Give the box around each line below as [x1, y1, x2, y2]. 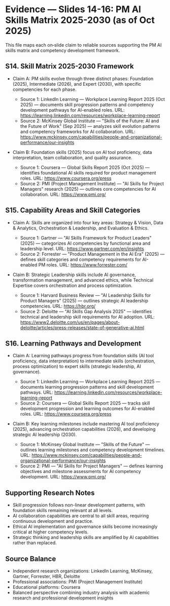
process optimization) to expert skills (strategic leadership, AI [12, 363, 141, 369]
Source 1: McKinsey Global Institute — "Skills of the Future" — [20, 442, 150, 448]
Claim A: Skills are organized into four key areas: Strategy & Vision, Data [12, 219, 163, 225]
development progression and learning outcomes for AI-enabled [20, 406, 155, 412]
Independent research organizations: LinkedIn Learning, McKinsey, [12, 568, 153, 574]
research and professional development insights [12, 595, 114, 601]
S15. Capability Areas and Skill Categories [5, 206, 141, 215]
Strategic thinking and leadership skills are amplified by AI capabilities [12, 534, 159, 541]
